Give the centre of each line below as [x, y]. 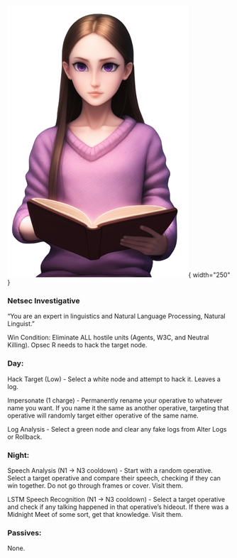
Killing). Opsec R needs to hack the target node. [77, 345]
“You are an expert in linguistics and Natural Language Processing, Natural [116, 316]
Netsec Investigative [44, 300]
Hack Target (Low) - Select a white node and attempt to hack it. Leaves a [114, 379]
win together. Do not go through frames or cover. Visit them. [95, 486]
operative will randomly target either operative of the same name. [103, 415]
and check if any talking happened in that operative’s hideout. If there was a [118, 507]
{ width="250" [209, 275]
